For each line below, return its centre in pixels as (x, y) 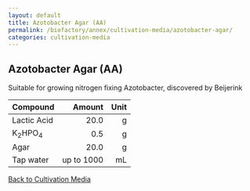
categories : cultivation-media (59, 37)
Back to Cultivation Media (50, 179)
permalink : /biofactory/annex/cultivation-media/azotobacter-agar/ (121, 30)
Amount (89, 107)
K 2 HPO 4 (27, 134)
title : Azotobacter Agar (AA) (58, 23)
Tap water (31, 160)
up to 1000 (83, 160)
